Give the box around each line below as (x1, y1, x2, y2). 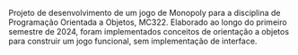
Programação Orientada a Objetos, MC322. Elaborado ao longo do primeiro (8, 17, 288, 27)
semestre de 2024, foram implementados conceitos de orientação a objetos (8, 27, 289, 36)
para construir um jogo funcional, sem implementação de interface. (8, 35, 258, 46)
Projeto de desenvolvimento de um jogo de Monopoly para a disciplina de (8, 8, 281, 18)
